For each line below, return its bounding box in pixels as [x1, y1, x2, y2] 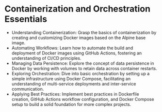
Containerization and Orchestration [4, 3, 151, 14]
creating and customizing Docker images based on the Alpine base [11, 35, 146, 41]
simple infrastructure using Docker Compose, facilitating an [11, 76, 131, 82]
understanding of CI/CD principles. [11, 55, 81, 61]
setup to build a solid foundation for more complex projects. [11, 101, 131, 107]
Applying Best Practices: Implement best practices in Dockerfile [11, 91, 139, 97]
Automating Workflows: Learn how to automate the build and [11, 45, 133, 51]
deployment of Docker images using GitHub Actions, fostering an [11, 50, 142, 56]
